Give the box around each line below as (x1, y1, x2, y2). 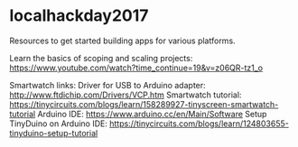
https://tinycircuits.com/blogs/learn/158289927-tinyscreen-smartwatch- (9, 98, 279, 109)
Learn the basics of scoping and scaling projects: (9, 52, 193, 63)
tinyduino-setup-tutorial (9, 127, 98, 138)
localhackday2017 (9, 5, 149, 26)
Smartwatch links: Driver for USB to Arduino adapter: (9, 79, 206, 90)
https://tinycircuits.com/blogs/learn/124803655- (109, 118, 289, 129)
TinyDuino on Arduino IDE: (9, 118, 108, 129)
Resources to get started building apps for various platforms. (9, 35, 237, 46)
